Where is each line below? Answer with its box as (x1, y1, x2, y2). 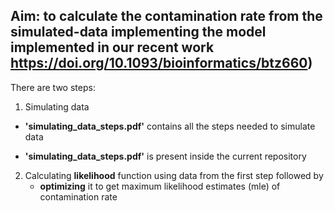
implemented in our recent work (10, 39, 215, 56)
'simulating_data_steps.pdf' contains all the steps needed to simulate (24, 120, 316, 132)
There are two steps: (10, 81, 96, 93)
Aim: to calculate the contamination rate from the (10, 8, 323, 25)
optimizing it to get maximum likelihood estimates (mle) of (39, 180, 281, 192)
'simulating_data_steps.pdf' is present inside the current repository (24, 150, 307, 162)
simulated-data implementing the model (10, 24, 267, 41)
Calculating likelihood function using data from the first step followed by (24, 169, 324, 181)
